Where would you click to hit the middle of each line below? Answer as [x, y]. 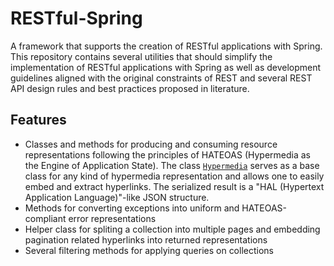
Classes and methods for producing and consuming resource [151, 144]
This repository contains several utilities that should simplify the [141, 56]
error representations [112, 218]
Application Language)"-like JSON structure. [117, 197]
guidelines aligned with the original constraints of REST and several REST [161, 78]
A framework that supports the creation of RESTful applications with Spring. [166, 46]
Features [38, 120]
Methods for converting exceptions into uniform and [132, 208]
